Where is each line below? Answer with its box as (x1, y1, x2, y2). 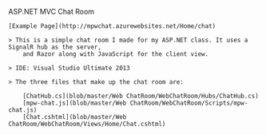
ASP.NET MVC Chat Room (8, 7, 94, 16)
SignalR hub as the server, (8, 43, 102, 51)
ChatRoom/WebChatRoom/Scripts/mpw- (129, 99, 248, 107)
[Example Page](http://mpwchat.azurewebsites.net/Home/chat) (8, 22, 216, 30)
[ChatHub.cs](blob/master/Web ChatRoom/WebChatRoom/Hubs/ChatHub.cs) (22, 92, 260, 100)
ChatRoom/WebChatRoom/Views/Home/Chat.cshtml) (8, 120, 166, 128)
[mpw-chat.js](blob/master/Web (22, 99, 127, 107)
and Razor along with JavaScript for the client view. (22, 50, 209, 58)
